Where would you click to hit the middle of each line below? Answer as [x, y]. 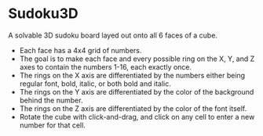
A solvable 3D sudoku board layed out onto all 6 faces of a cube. [113, 35]
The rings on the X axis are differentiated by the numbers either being [132, 75]
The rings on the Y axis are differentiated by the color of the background [137, 91]
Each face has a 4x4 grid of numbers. [80, 50]
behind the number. [51, 100]
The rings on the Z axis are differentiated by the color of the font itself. [133, 108]
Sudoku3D [43, 14]
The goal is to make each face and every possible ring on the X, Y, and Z [137, 59]
